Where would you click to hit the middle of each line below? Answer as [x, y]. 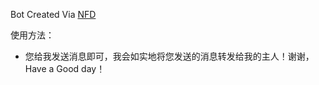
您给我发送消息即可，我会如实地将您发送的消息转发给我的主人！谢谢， [169, 56]
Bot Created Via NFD [53, 14]
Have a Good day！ [65, 68]
